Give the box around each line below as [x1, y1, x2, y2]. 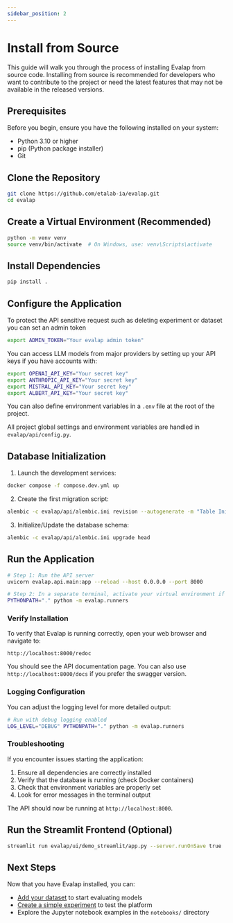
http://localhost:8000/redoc [7, 650, 92, 657]
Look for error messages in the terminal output [17, 790, 151, 799]
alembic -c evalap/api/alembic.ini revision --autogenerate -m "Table [7, 508, 216, 516]
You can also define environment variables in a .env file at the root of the [7, 402, 215, 410]
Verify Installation [7, 613, 69, 623]
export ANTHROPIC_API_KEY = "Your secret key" [7, 376, 138, 384]
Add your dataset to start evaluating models [17, 893, 143, 902]
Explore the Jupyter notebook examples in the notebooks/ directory [17, 908, 209, 917]
